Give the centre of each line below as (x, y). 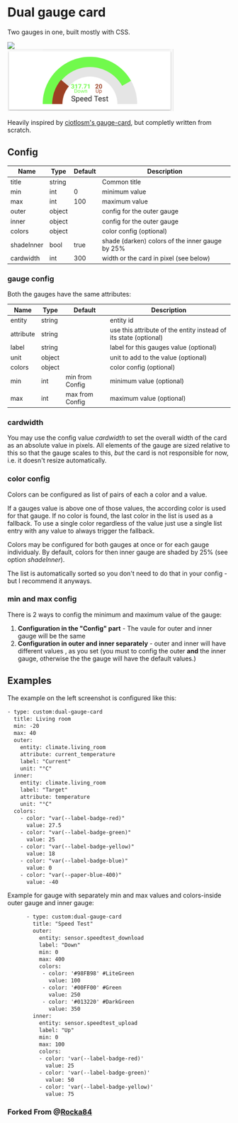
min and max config (42, 599)
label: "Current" (46, 761)
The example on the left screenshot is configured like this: (92, 698)
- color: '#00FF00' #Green (82, 988)
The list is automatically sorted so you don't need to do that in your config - (118, 573)
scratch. (19, 130)
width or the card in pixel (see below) (156, 258)
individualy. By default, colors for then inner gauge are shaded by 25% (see (118, 552)
